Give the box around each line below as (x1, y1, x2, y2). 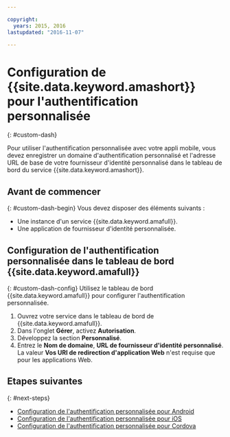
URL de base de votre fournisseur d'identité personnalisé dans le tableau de (7, 158, 222, 167)
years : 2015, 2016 (13, 22, 67, 29)
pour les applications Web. (16, 355, 93, 364)
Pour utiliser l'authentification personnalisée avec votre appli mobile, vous (7, 144, 216, 152)
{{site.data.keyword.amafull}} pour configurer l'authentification (7, 291, 185, 299)
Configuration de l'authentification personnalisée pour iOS (16, 414, 182, 423)
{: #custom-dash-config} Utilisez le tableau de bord (7, 284, 154, 292)
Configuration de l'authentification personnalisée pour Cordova (16, 421, 196, 429)
